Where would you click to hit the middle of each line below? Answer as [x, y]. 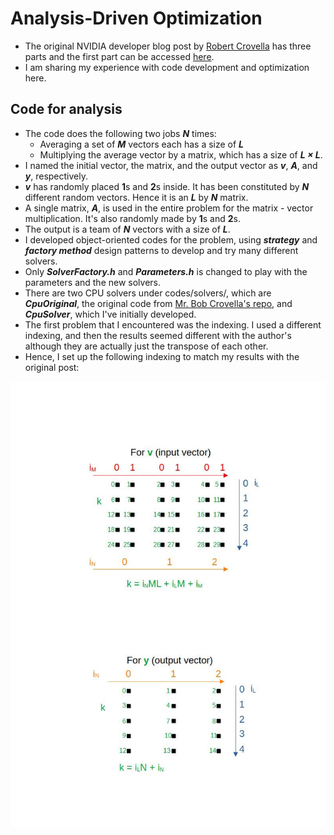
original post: [52, 367]
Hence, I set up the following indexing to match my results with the [162, 356]
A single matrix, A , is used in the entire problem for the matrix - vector [169, 208]
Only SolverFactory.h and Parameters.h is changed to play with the [166, 271]
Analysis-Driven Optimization [136, 18]
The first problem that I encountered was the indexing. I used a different [173, 324]
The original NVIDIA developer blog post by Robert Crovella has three [168, 46]
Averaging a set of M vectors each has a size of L [142, 144]
